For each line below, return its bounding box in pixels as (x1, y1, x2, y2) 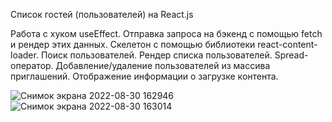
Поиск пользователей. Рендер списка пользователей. (40, 49, 273, 61)
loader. (10, 49, 39, 61)
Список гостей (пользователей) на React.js (10, 9, 194, 20)
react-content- (257, 39, 318, 50)
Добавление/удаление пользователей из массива (55, 60, 271, 71)
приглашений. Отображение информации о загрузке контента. (10, 70, 279, 82)
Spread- (274, 49, 309, 61)
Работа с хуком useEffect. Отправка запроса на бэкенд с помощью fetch (10, 28, 323, 39)
